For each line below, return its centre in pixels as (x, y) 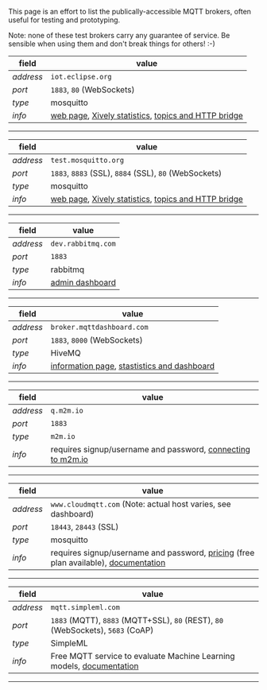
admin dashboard (83, 283)
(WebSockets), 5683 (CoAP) (102, 630)
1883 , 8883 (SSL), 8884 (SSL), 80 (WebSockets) (136, 173)
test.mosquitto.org (87, 160)
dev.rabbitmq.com (83, 244)
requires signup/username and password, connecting (150, 450)
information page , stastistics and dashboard (133, 366)
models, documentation (95, 666)
